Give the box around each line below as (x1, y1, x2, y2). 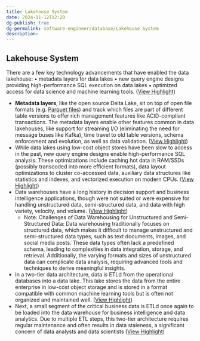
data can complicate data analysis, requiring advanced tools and (23, 258, 183, 265)
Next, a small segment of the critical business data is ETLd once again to (14, 302, 194, 309)
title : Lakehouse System (6, 8, 68, 15)
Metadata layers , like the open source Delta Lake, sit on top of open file (14, 99, 192, 106)
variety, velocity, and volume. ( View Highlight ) (14, 207, 128, 214)
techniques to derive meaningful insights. (23, 264, 126, 272)
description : (6, 31, 39, 37)
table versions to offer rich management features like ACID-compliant (14, 112, 186, 119)
